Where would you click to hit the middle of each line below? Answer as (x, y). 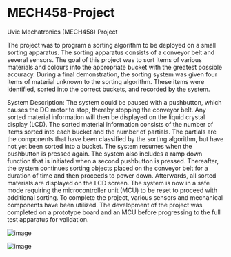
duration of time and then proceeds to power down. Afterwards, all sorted (112, 175)
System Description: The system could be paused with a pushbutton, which (114, 102)
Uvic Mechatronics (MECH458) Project (62, 32)
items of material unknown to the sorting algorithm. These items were (106, 81)
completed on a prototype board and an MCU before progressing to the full (114, 212)
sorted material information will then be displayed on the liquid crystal (106, 117)
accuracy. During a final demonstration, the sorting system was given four (112, 74)
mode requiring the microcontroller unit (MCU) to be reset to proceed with (112, 190)
